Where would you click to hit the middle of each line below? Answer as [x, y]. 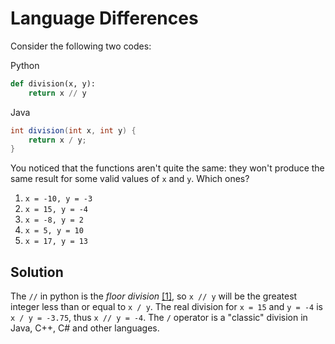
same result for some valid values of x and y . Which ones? [130, 179]
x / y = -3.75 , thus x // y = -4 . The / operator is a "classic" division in [159, 318]
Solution [37, 272]
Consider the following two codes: [81, 46]
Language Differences [104, 18]
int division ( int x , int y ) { [73, 130]
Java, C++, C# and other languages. [85, 328]
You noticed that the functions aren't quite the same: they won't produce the [167, 168]
